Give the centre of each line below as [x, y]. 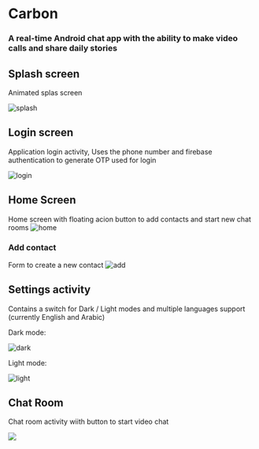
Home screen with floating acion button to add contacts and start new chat [130, 219]
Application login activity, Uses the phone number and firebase [110, 151]
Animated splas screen [45, 92]
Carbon [33, 14]
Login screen [41, 133]
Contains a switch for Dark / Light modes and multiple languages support [127, 309]
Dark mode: [27, 332]
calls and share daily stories [63, 48]
